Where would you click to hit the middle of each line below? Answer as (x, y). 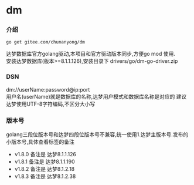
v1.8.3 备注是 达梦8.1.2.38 (45, 176)
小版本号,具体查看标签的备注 (40, 142)
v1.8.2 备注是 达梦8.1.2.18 (45, 169)
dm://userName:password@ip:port (48, 89)
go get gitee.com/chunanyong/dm (45, 42)
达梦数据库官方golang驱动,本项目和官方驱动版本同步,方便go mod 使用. (91, 54)
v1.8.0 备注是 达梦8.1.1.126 (45, 154)
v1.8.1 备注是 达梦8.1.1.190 (45, 162)
